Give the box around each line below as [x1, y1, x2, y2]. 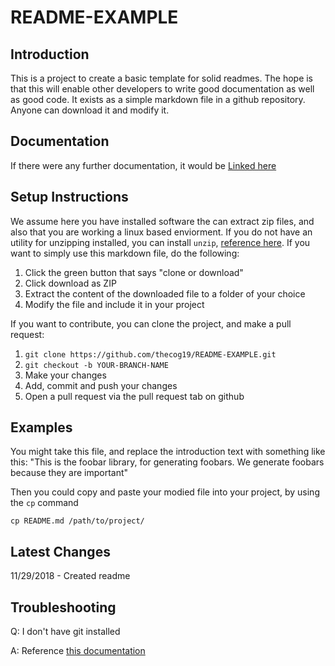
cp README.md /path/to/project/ [10, 516, 145, 526]
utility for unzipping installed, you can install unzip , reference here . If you [10, 236, 311, 248]
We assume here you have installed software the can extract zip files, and [10, 215, 315, 227]
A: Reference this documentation [10, 645, 146, 657]
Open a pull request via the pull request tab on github [24, 390, 245, 402]
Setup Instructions [10, 189, 129, 206]
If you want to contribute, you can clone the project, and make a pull [10, 317, 292, 330]
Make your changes [24, 369, 107, 381]
